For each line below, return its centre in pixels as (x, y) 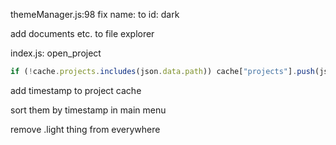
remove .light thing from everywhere (85, 129)
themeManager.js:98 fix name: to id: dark (95, 14)
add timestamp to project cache (76, 90)
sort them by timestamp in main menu (88, 110)
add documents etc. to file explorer (82, 33)
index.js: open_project (56, 53)
